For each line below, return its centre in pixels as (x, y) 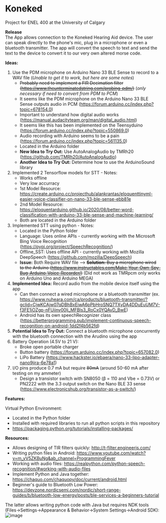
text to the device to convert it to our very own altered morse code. (73, 53)
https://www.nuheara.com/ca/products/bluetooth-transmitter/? (84, 299)
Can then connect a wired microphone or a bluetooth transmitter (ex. (89, 294)
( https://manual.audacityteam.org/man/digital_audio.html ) (78, 120)
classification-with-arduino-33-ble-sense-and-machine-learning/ (86, 215)
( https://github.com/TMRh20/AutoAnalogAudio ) (68, 156)
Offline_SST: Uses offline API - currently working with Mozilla (82, 252)
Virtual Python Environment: (34, 408)
